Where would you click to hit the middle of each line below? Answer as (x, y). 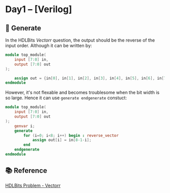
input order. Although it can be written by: (49, 46)
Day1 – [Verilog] (39, 9)
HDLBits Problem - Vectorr (33, 185)
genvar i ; (25, 126)
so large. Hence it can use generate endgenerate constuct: (66, 98)
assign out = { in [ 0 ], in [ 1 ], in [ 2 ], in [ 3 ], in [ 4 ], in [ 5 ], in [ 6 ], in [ (89, 78)
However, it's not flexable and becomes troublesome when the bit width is (82, 93)
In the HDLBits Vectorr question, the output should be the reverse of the (80, 40)
